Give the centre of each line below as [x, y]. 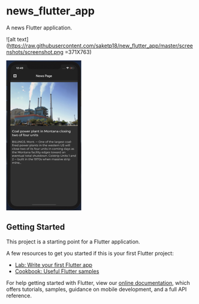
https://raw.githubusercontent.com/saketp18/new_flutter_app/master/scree [100, 46]
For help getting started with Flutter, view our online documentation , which [98, 282]
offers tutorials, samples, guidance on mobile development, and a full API [97, 289]
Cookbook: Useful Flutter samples [57, 271]
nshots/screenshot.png [35, 52]
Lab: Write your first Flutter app [54, 264]
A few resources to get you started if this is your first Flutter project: [90, 253]
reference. [19, 296]
